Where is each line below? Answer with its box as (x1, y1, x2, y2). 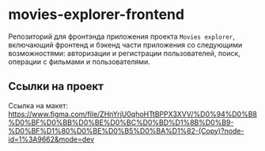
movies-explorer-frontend (8, 6, 184, 24)
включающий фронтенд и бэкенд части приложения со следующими (8, 40, 243, 49)
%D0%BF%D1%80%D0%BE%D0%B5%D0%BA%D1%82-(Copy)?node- (8, 126, 244, 135)
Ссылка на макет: (8, 100, 69, 110)
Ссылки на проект (8, 80, 104, 93)
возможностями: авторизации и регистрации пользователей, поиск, (8, 48, 241, 58)
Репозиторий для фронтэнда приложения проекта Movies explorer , (8, 32, 235, 41)
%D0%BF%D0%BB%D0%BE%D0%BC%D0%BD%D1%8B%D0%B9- (8, 117, 234, 127)
